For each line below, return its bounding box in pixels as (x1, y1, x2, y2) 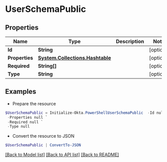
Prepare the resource (12, 100, 56, 106)
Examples (5, 87, 36, 96)
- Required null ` (7, 119, 43, 125)
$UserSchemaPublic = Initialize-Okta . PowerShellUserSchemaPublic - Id (5, 110, 155, 115)
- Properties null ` (7, 115, 48, 120)
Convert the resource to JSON (12, 133, 75, 139)
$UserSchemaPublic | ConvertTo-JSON (5, 143, 81, 148)
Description (116, 38, 144, 45)
